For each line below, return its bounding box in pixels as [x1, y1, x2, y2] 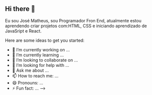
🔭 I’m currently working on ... [12, 47, 70, 52]
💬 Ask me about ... [12, 67, 49, 73]
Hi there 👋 [5, 5, 35, 13]
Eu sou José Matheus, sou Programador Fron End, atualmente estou [5, 17, 142, 23]
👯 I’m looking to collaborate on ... [12, 57, 78, 63]
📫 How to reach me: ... [12, 73, 59, 79]
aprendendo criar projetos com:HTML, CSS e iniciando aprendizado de [5, 23, 147, 29]
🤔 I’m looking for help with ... [12, 62, 69, 68]
